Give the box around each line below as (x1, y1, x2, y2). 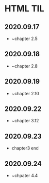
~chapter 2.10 (11, 90, 39, 96)
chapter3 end (11, 145, 39, 151)
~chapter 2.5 (11, 36, 38, 41)
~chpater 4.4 (11, 173, 38, 179)
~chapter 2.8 (11, 63, 38, 69)
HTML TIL (4, 3, 45, 14)
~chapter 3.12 (11, 118, 39, 124)
